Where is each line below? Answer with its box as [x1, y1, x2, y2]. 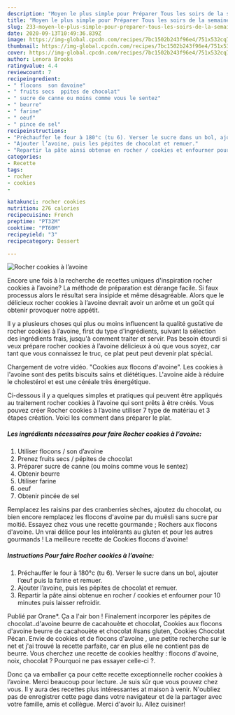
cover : [7, 50, 27, 57]
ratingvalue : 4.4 [7, 62, 58, 69]
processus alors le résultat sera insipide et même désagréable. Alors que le [7, 291, 225, 299]
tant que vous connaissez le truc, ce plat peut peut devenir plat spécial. [7, 349, 213, 357]
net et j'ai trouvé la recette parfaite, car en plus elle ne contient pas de [7, 642, 210, 651]
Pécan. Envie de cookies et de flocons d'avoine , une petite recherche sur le [7, 635, 227, 643]
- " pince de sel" [7, 120, 61, 128]
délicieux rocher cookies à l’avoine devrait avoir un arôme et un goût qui [7, 299, 215, 307]
